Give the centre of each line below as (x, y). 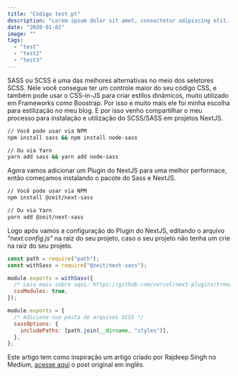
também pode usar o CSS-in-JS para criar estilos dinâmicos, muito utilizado (118, 95)
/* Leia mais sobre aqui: (52, 284)
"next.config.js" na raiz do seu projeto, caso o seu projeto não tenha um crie (119, 238)
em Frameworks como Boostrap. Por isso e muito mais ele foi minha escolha (119, 103)
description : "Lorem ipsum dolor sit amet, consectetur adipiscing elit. (119, 21)
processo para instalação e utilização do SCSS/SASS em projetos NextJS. (115, 118)
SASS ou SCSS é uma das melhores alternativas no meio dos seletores (110, 80)
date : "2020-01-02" (36, 27)
